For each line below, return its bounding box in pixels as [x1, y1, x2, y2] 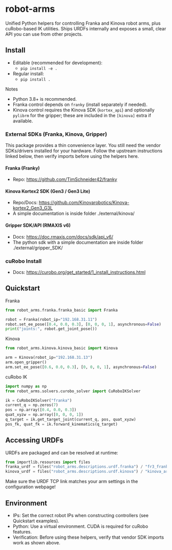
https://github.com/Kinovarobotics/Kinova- [38, 199, 130, 206]
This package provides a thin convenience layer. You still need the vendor [5, 142, 161, 149]
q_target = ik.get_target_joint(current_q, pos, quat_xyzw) [5, 417, 137, 422]
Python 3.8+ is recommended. [12, 96, 77, 102]
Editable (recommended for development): [12, 60, 103, 66]
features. [12, 529, 32, 535]
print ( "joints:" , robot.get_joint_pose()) [5, 326, 97, 332]
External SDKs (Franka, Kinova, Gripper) [5, 131, 107, 138]
